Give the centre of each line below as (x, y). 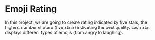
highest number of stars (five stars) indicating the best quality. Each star (77, 27)
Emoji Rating (31, 9)
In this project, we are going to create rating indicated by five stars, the (76, 22)
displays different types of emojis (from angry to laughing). (64, 32)
